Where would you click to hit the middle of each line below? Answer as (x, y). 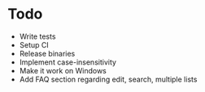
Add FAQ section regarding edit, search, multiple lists (108, 79)
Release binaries (47, 53)
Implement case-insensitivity (68, 62)
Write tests (37, 36)
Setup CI (34, 44)
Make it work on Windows (63, 70)
